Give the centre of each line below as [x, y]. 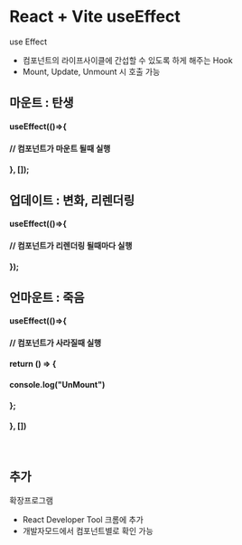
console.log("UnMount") [57, 385]
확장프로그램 [32, 500]
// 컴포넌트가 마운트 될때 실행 [60, 148]
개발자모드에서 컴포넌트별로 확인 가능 [88, 531]
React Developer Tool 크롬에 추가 [83, 519]
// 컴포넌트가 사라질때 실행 [56, 343]
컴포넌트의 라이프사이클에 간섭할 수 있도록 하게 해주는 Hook [127, 60]
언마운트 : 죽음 [47, 297]
